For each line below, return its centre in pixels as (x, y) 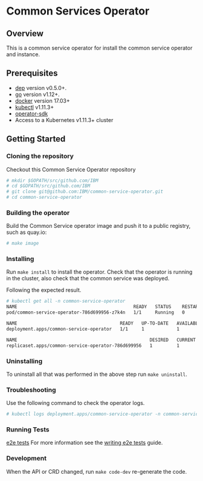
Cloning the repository (40, 157)
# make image (23, 244)
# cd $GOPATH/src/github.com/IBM (48, 186)
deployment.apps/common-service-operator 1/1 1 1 (93, 329)
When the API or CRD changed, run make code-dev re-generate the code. (97, 471)
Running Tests (28, 429)
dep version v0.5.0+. (41, 88)
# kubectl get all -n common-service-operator (66, 301)
